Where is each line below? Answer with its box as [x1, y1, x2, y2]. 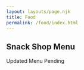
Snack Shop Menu [6, 42, 76, 52]
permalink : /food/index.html [6, 20, 79, 26]
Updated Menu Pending [6, 58, 64, 65]
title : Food [6, 14, 36, 20]
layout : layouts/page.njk [6, 8, 70, 15]
